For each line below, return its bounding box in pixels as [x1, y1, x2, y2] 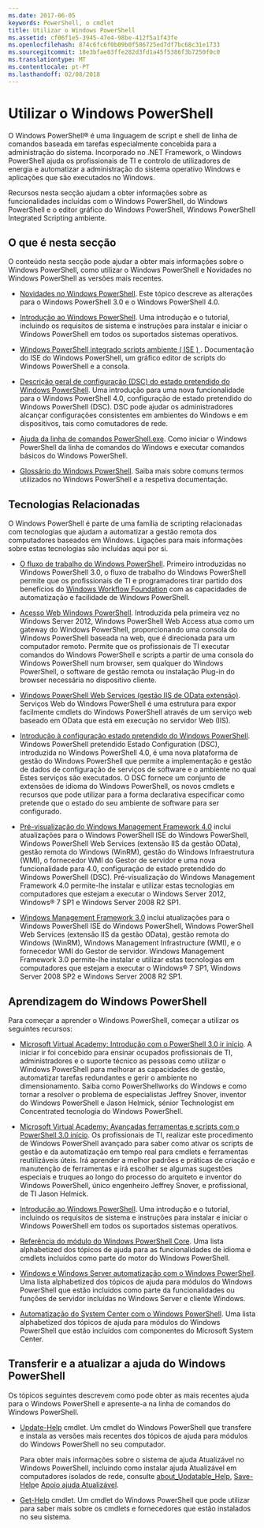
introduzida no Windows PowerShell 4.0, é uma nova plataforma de [19, 748, 239, 757]
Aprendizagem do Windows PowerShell [8, 994, 207, 1008]
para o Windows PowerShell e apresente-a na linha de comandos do [8, 1398, 231, 1408]
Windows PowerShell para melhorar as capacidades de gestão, [19, 1065, 226, 1073]
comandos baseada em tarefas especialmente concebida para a [8, 139, 217, 149]
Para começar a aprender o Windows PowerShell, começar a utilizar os [8, 1016, 240, 1024]
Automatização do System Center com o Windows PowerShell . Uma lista [19, 1309, 256, 1319]
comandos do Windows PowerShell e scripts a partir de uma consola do [19, 650, 254, 660]
